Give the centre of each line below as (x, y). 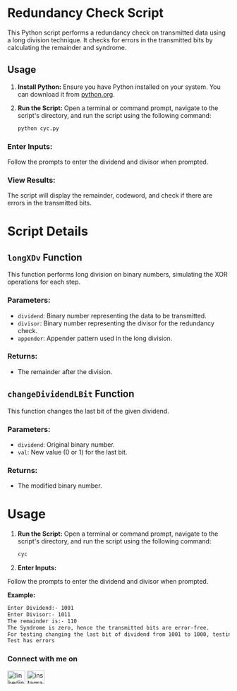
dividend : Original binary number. (66, 444)
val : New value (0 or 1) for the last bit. (72, 452)
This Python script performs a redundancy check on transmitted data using (116, 32)
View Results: (31, 180)
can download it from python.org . (66, 94)
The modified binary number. (60, 486)
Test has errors (31, 641)
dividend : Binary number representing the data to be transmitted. (112, 316)
